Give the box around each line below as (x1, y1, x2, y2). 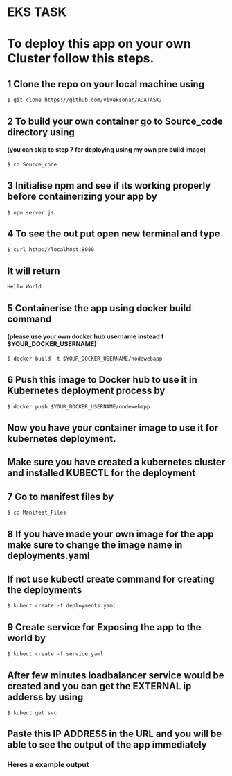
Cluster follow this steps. (7, 51, 154, 67)
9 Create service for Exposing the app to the (7, 621, 202, 633)
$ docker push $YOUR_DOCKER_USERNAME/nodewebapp (7, 403, 150, 410)
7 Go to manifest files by (7, 490, 114, 503)
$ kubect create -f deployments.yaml (7, 603, 116, 610)
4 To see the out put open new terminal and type (7, 227, 220, 239)
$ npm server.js (7, 209, 54, 216)
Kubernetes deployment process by (7, 385, 166, 397)
